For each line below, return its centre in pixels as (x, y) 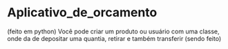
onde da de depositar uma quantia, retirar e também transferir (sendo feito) (114, 38)
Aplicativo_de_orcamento (82, 13)
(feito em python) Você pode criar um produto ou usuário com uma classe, (113, 31)
